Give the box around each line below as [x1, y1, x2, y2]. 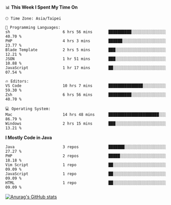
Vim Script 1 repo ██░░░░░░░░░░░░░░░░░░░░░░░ [5, 162, 166, 168]
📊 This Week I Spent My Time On [5, 4, 78, 10]
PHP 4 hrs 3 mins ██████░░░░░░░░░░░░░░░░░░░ [5, 38, 166, 44]
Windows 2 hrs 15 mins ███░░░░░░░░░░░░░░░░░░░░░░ [5, 121, 166, 126]
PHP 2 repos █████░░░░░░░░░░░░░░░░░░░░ [5, 153, 166, 158]
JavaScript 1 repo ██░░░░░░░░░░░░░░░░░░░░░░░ [5, 171, 166, 176]
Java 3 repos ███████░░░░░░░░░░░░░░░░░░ [5, 145, 166, 150]
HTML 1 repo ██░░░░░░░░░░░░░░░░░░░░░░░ [5, 180, 166, 186]
